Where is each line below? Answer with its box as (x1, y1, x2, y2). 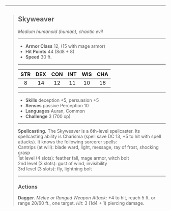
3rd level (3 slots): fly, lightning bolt (17, 166, 92, 172)
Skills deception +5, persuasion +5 (25, 97, 99, 103)
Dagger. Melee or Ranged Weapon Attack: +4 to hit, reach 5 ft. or (17, 195, 156, 201)
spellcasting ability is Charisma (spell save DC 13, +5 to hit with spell (17, 133, 161, 139)
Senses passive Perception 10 (25, 102, 89, 108)
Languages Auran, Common (25, 108, 85, 114)
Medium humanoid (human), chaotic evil (17, 28, 103, 35)
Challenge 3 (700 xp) (25, 113, 71, 119)
